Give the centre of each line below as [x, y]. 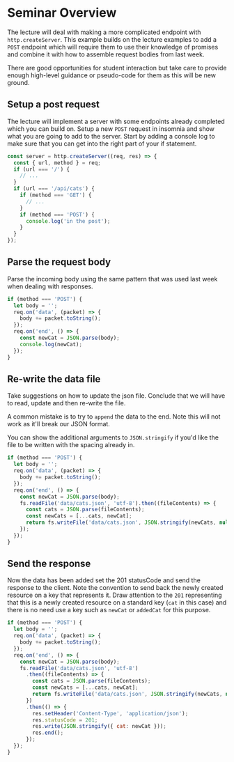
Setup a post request [53, 105]
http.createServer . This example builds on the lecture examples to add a [112, 39]
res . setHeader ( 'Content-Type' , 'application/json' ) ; [110, 713]
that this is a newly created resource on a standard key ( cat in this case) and [117, 602]
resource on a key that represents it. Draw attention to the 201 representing [115, 595]
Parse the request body [59, 262]
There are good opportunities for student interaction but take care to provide [117, 68]
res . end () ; [48, 733]
